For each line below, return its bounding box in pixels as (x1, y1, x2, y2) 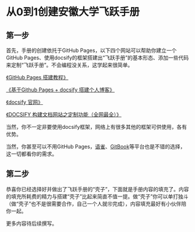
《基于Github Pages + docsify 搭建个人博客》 (6, 86, 115, 93)
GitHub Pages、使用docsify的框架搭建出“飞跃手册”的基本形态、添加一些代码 (6, 54, 189, 61)
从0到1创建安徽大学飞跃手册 (6, 5, 140, 19)
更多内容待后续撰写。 (6, 220, 57, 227)
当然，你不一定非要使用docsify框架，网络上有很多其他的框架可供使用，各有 (6, 124, 187, 130)
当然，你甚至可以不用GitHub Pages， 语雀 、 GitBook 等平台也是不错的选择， (6, 143, 186, 150)
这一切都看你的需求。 (6, 150, 57, 157)
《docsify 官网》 (6, 99, 44, 106)
